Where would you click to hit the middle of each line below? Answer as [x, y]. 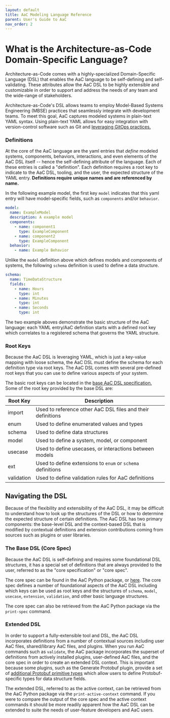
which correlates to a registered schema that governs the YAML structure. [82, 333]
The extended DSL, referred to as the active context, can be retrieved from [83, 688]
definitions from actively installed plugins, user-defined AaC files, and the [82, 657]
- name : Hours [29, 289]
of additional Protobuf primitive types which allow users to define [73, 673]
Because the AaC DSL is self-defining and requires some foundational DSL [83, 559]
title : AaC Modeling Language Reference [49, 15]
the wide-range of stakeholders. [39, 96]
